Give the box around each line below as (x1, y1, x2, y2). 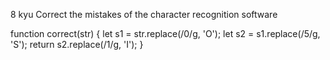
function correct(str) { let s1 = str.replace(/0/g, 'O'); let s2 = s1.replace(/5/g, (10, 28, 321, 39)
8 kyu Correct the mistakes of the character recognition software (10, 9, 278, 20)
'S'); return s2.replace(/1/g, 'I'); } (10, 39, 144, 50)
